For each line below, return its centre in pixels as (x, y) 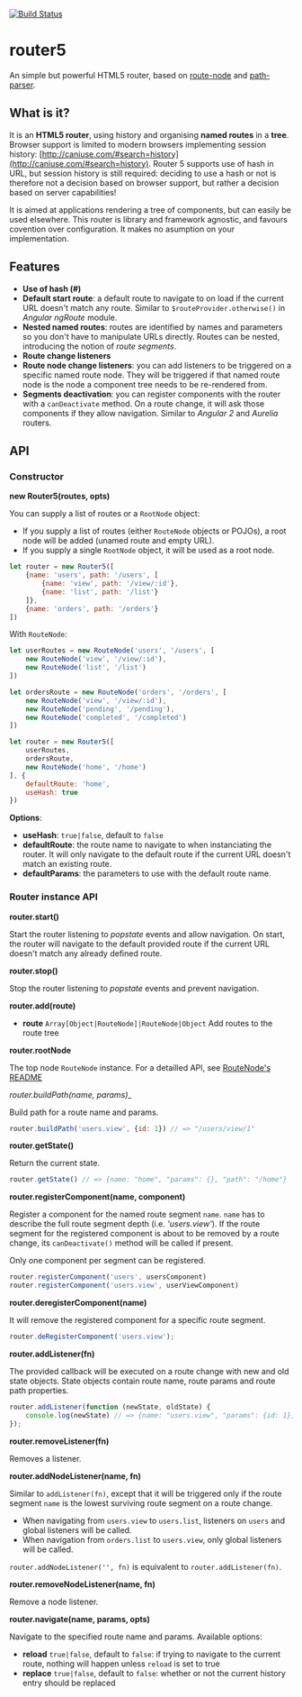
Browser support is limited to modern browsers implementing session (138, 144)
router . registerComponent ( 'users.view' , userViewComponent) (124, 1286)
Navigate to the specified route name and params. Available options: (136, 1637)
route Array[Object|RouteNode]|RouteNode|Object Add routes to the (147, 1023)
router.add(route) (43, 1006)
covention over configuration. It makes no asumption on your (122, 229)
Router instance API (54, 897)
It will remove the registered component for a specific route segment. (138, 1320)
